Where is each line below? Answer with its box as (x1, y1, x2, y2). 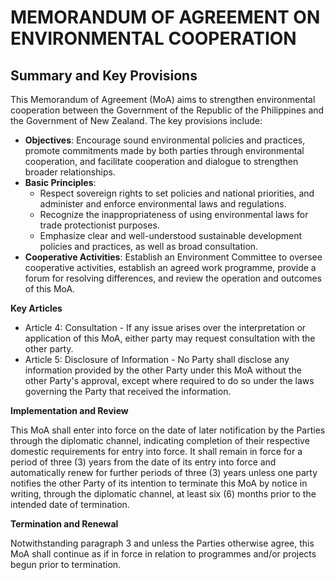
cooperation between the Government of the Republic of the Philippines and (10, 104, 325, 116)
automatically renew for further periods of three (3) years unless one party (10, 467, 318, 478)
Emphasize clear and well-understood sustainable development (39, 230, 303, 241)
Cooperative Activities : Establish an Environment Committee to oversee (24, 251, 323, 263)
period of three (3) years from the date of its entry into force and (10, 456, 277, 468)
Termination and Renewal (10, 518, 119, 530)
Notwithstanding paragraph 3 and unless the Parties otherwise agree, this (10, 537, 315, 549)
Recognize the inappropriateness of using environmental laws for (39, 209, 309, 220)
